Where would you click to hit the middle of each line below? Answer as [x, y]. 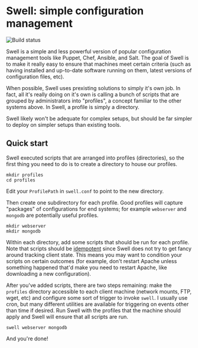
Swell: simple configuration [75, 11]
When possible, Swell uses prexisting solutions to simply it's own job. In [93, 88]
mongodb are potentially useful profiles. [52, 215]
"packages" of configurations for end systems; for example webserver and [96, 209]
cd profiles [21, 180]
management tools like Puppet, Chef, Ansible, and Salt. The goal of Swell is [98, 58]
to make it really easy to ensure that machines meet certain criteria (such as [98, 64]
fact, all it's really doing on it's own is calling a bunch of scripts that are [92, 94]
